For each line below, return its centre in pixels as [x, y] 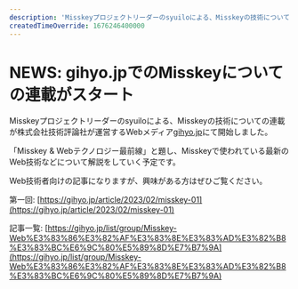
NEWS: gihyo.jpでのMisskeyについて [146, 72]
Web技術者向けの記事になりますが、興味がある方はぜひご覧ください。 [138, 181]
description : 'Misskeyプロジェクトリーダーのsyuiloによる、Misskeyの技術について [150, 17]
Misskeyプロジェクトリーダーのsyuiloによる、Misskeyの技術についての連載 [147, 121]
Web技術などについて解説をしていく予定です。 [95, 162]
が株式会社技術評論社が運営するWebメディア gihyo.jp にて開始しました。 [141, 132]
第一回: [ [25, 200]
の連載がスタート [72, 95]
